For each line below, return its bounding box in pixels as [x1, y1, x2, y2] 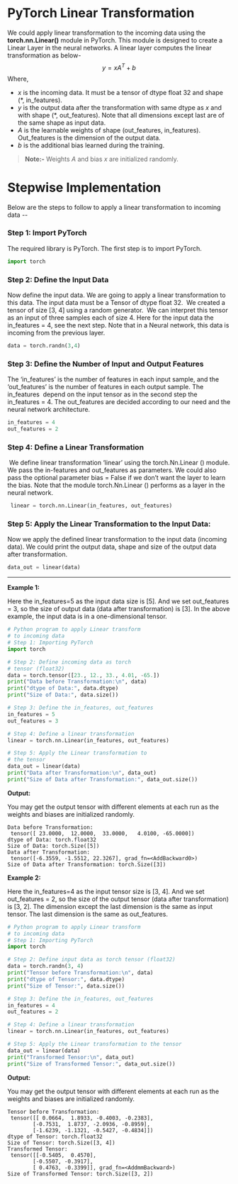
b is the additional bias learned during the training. [17, 140, 165, 150]
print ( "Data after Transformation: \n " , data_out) [7, 769, 157, 777]
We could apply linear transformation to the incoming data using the [7, 28, 206, 37]
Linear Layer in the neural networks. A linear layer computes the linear [7, 43, 212, 52]
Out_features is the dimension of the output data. [17, 133, 161, 142]
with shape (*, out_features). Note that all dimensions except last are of [17, 111, 225, 119]
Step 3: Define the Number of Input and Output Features [7, 359, 204, 369]
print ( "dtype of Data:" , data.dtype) [7, 685, 119, 692]
